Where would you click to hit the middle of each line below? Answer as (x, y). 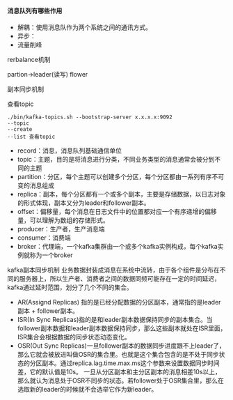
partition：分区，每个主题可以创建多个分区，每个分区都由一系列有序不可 (121, 177)
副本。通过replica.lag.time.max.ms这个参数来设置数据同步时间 (131, 363)
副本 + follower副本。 (48, 311)
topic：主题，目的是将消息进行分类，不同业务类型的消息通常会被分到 (116, 160)
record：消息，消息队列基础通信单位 (69, 151)
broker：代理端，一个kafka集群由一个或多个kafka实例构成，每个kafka (117, 247)
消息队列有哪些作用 (35, 10)
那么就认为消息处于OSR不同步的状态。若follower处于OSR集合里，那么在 (120, 380)
